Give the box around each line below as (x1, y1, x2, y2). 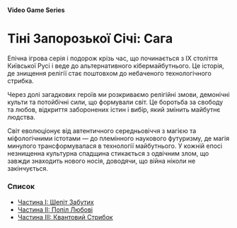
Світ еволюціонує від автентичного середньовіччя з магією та (7, 126, 197, 135)
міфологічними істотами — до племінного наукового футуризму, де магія (7, 134, 230, 142)
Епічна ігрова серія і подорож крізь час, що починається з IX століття (7, 54, 218, 62)
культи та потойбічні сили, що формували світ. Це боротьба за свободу (7, 98, 224, 106)
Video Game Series (7, 6, 65, 14)
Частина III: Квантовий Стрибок (17, 212, 113, 221)
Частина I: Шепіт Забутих (17, 198, 94, 206)
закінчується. (7, 164, 48, 173)
